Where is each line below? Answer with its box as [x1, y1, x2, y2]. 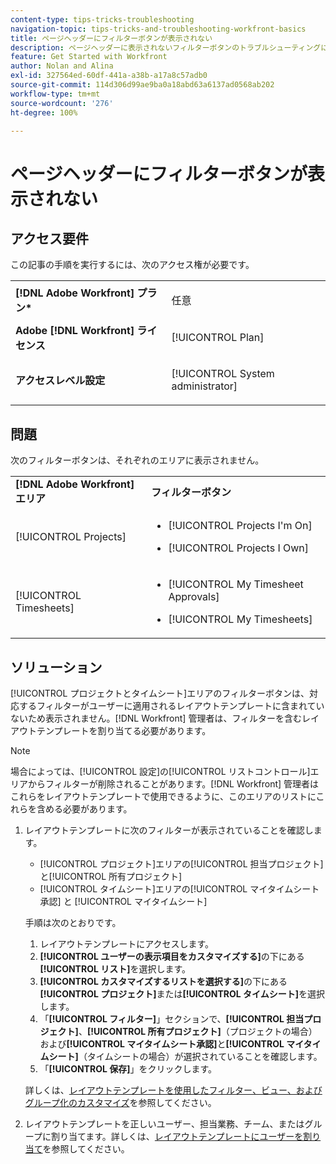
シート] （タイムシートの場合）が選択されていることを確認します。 [48, 1051, 323, 1062]
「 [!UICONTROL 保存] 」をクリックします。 [39, 1063, 218, 1075]
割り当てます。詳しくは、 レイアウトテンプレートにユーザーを [50, 1131, 304, 1142]
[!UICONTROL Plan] [171, 331, 265, 345]
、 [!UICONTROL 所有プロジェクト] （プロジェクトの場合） [78, 1026, 318, 1037]
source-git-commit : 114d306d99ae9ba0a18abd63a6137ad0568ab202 [10, 80, 275, 90]
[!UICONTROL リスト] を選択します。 [39, 963, 192, 975]
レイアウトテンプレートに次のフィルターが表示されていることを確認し [24, 824, 314, 836]
